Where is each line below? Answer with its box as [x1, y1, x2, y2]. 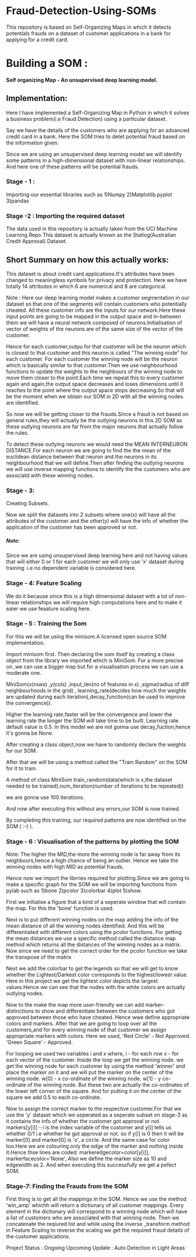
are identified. [6, 399, 40, 406]
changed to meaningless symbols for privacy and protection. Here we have [6, 276, 187, 283]
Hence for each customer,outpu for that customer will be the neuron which [6, 342, 186, 350]
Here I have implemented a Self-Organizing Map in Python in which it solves [6, 109, 190, 116]
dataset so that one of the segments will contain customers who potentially [6, 300, 187, 307]
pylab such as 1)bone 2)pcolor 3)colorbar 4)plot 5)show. [6, 887, 142, 894]
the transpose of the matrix [6, 953, 72, 961]
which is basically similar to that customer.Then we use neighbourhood [6, 361, 177, 368]
